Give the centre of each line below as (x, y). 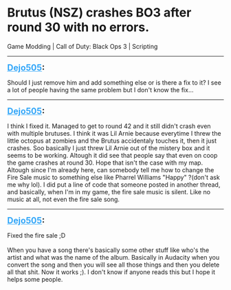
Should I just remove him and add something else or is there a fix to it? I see (114, 82)
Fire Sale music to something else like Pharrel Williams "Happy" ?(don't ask (113, 177)
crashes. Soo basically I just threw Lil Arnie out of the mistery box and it (109, 148)
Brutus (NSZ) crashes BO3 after (99, 13)
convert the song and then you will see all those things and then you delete (113, 265)
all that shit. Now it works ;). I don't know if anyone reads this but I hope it (111, 272)
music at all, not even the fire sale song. (64, 199)
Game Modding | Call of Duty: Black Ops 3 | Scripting (82, 46)
